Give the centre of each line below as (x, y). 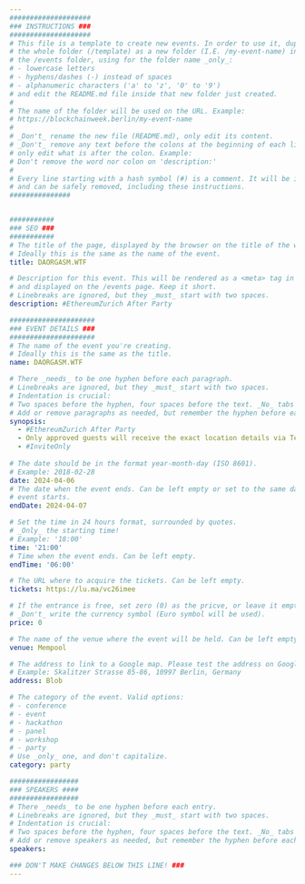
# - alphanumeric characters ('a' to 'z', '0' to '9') (115, 85)
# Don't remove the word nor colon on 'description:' (113, 161)
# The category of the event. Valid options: (97, 698)
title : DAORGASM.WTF (49, 262)
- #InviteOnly (44, 447)
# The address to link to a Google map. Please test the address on (142, 664)
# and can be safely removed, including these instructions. (128, 187)
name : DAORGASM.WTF (46, 363)
